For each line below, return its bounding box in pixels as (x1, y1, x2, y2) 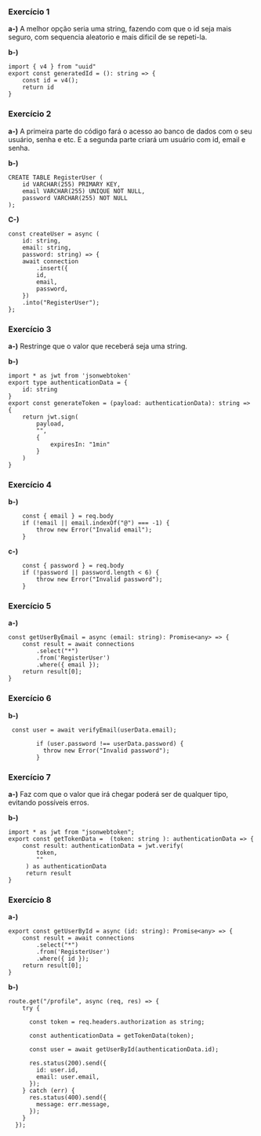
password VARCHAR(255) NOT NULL (22, 194, 128, 202)
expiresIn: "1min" (49, 440, 111, 448)
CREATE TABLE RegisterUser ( (8, 174, 103, 181)
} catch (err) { (22, 1087, 76, 1095)
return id (22, 83, 55, 92)
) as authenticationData (25, 863, 107, 871)
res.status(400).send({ (28, 1094, 107, 1101)
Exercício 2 (8, 108, 52, 119)
